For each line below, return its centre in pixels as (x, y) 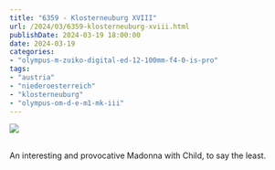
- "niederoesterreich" (53, 86)
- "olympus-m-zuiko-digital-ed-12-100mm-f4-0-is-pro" (114, 60)
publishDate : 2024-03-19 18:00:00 (75, 35)
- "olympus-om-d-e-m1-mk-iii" (67, 103)
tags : (20, 69)
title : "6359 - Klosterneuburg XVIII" (83, 18)
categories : (32, 52)
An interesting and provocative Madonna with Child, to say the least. (138, 155)
